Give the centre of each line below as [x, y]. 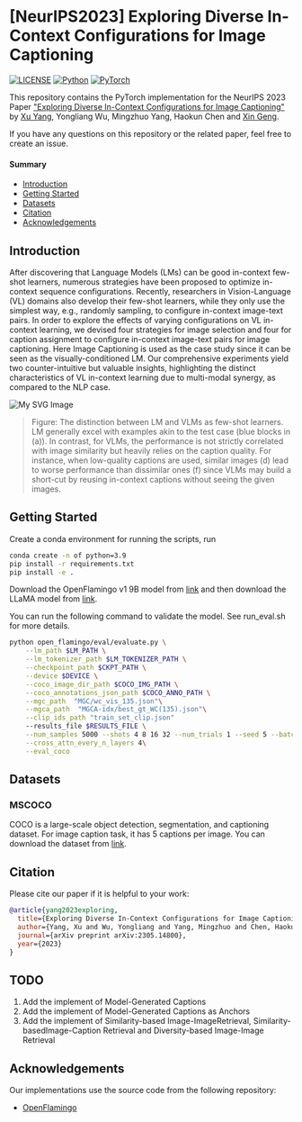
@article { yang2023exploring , [64, 910]
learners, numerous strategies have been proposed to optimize [144, 282]
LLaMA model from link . [53, 599]
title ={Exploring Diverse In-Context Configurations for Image [138, 919]
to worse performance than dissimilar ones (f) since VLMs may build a [161, 469]
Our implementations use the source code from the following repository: [143, 1090]
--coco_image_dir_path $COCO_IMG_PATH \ [102, 684]
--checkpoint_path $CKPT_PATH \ [86, 668]
